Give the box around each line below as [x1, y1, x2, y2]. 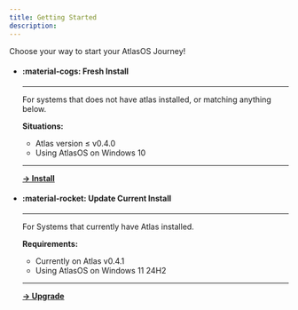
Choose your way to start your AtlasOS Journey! [9, 45, 186, 56]
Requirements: [21, 238, 78, 249]
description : [9, 21, 58, 30]
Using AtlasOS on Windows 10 [35, 147, 146, 158]
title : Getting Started [9, 12, 98, 22]
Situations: [21, 121, 64, 131]
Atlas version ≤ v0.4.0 [35, 138, 116, 148]
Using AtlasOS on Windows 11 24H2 [35, 265, 167, 275]
